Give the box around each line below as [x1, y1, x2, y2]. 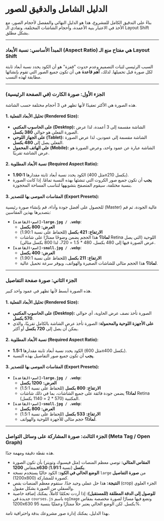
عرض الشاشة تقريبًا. [12, 150, 50, 155]
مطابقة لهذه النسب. [5, 74, 42, 80]
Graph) [5, 439, 22, 445]
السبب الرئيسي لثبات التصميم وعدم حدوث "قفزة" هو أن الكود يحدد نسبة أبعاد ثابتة [5, 64, 153, 70]
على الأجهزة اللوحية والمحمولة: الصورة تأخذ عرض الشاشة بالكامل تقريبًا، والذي [12, 320, 154, 326]
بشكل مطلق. [5, 30, 30, 36]
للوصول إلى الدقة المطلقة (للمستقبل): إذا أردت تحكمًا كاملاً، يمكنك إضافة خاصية [12, 491, 156, 497]
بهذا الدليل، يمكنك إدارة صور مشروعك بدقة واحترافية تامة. [5, 510, 110, 516]
